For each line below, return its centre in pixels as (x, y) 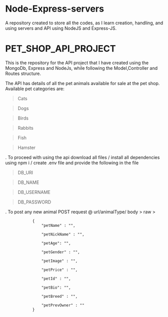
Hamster (26, 147)
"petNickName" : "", (63, 234)
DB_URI (25, 172)
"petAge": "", (56, 243)
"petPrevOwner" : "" (63, 305)
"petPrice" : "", (60, 270)
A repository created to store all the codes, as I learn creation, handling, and (84, 23)
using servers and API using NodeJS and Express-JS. (61, 28)
